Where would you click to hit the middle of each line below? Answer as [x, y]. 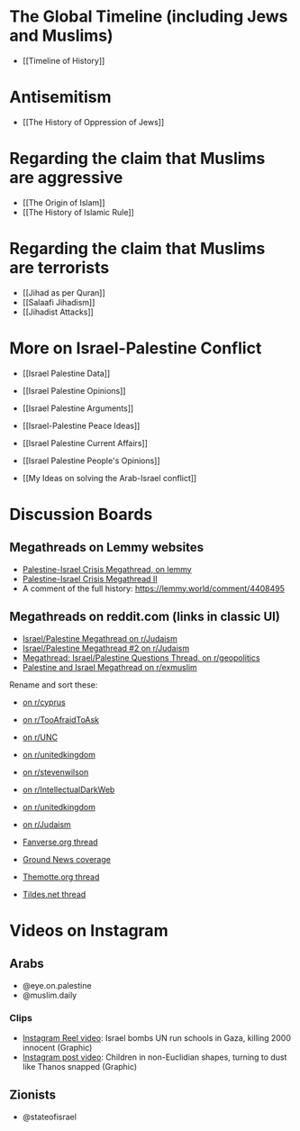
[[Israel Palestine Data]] [66, 373]
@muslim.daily [50, 995]
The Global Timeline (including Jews [149, 17]
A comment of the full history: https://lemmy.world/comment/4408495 [154, 588]
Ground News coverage [66, 859]
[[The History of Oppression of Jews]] [93, 122]
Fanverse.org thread [60, 842]
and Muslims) [62, 36]
